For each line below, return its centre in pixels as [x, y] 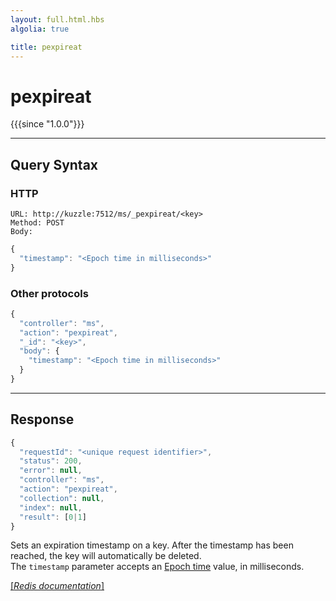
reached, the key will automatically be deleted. [106, 556]
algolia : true [40, 29]
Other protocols [49, 293]
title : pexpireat [46, 47]
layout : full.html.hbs [57, 19]
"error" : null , [51, 471]
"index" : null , [51, 507]
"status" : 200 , [51, 461]
